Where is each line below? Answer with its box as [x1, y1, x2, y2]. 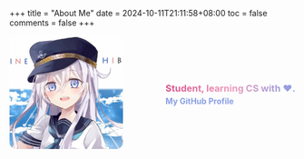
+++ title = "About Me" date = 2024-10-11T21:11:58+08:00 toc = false [9, 8, 268, 18]
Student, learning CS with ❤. [165, 82, 296, 94]
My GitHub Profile [165, 95, 234, 106]
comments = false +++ [9, 17, 95, 28]
